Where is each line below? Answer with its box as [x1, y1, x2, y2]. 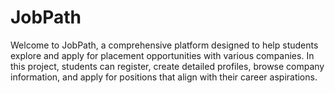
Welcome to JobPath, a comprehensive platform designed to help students [10, 39, 319, 51]
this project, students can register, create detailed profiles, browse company [10, 60, 325, 72]
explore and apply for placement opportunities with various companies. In [10, 49, 315, 61]
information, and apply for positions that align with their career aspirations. [10, 71, 318, 83]
